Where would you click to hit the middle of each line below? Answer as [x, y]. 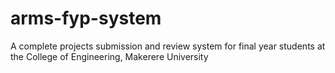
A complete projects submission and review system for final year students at [168, 46]
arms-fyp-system [86, 18]
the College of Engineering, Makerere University [109, 56]
